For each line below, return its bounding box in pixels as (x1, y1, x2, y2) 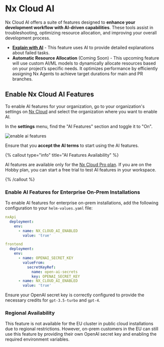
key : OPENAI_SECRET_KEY (31, 274, 80, 279)
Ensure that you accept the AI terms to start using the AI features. (5, 142, 139, 148)
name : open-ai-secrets (31, 269, 78, 274)
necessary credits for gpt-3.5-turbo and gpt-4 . (5, 297, 101, 303)
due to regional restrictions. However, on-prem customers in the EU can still (5, 326, 159, 332)
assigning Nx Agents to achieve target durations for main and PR (12, 70, 143, 76)
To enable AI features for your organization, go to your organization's (5, 103, 145, 109)
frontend (5, 242, 23, 247)
